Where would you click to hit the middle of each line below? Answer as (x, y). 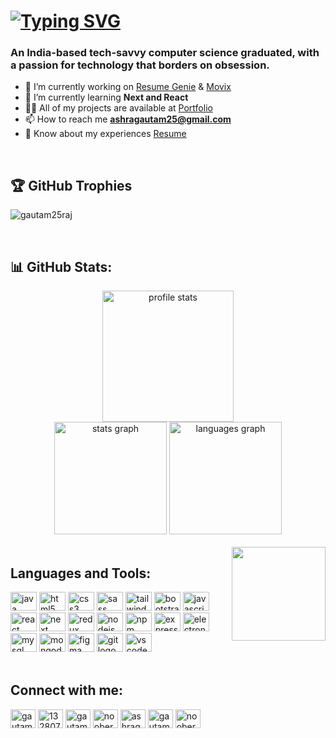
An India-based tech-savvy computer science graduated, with (165, 53)
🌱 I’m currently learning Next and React (106, 97)
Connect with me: (67, 690)
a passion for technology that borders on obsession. (140, 65)
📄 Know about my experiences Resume (105, 134)
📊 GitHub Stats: (61, 266)
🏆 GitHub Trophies (71, 185)
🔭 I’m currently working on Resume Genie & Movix (128, 87)
